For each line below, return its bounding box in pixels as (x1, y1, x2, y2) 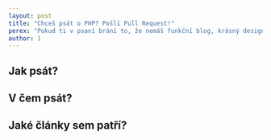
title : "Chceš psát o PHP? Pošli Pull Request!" (8, 19, 175, 27)
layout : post (8, 11, 52, 20)
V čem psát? (8, 92, 73, 105)
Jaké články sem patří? (8, 118, 127, 133)
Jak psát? (8, 64, 59, 77)
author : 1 (8, 34, 42, 43)
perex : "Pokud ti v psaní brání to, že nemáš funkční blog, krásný (8, 27, 240, 35)
